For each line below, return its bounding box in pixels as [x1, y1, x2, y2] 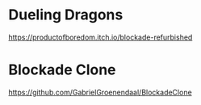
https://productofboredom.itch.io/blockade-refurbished [8, 32, 193, 42]
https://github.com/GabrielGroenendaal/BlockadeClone [8, 87, 192, 97]
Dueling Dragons [8, 6, 124, 24]
